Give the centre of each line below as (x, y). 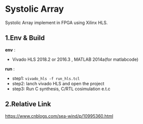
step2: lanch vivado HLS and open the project (58, 83)
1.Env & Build (25, 38)
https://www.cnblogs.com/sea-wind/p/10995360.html (59, 116)
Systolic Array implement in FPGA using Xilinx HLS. (56, 23)
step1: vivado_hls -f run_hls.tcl (46, 78)
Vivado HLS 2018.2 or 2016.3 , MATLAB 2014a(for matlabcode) (75, 59)
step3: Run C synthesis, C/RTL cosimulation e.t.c (61, 89)
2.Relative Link (28, 104)
